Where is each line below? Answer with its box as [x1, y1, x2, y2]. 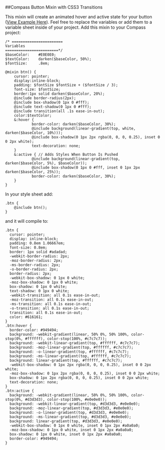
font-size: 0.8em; [9, 245, 48, 250]
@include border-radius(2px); [14, 96, 77, 101]
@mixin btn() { [5, 69, 37, 74]
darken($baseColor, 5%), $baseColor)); [5, 161, 87, 166]
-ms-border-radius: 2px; [9, 262, 61, 267]
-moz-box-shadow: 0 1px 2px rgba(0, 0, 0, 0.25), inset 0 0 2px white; [9, 371, 161, 376]
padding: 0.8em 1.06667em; [9, 241, 65, 246]
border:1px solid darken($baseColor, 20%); [14, 91, 105, 96]
